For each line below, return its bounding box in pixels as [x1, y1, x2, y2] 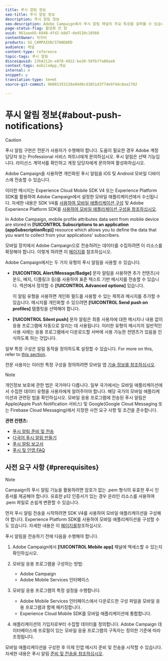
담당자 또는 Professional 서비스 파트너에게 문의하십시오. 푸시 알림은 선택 [5, 153, 146, 159]
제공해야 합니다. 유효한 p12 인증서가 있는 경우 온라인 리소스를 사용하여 [18, 493, 155, 499]
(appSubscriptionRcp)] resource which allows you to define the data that [5, 226, 156, 233]
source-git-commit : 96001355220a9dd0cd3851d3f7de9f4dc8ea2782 [5, 82, 137, 87]
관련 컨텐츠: [5, 418, 28, 424]
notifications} [5, 120, 63, 132]
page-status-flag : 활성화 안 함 [5, 26, 67, 31]
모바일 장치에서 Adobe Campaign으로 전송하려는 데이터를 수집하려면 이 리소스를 [5, 242, 162, 248]
